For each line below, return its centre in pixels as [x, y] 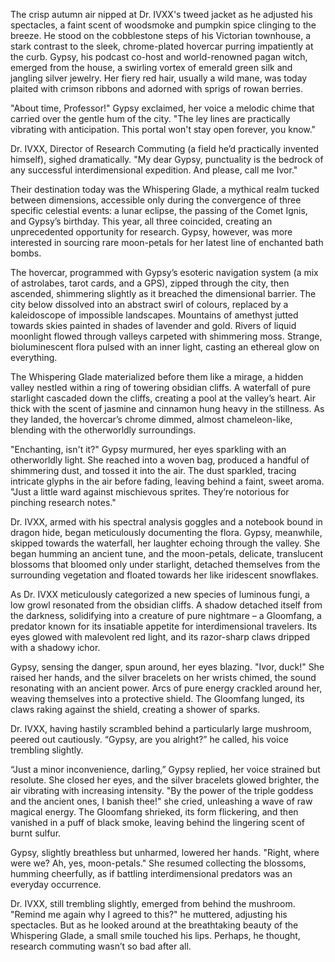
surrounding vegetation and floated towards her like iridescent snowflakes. [164, 575]
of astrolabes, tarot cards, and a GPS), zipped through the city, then [150, 283]
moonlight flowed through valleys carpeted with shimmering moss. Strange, [166, 336]
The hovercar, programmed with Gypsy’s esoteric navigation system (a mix [164, 272]
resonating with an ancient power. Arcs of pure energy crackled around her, [166, 688]
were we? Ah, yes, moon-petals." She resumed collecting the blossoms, [158, 863]
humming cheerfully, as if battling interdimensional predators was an [151, 873]
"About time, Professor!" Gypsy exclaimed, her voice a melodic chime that [162, 108]
